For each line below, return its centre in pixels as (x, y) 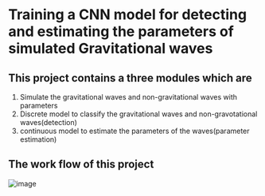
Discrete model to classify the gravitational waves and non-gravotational (138, 114)
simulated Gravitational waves (111, 49)
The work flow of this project (81, 165)
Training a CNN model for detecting (128, 15)
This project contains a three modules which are (130, 78)
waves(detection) (49, 122)
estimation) (38, 139)
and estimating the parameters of (121, 31)
